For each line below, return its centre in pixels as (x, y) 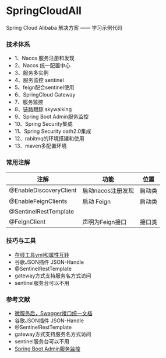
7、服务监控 (29, 102)
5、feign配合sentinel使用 (44, 87)
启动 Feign (97, 201)
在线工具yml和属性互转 (42, 254)
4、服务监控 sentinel (39, 80)
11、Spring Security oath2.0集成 (53, 131)
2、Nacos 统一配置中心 (43, 66)
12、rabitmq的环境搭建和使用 (49, 139)
